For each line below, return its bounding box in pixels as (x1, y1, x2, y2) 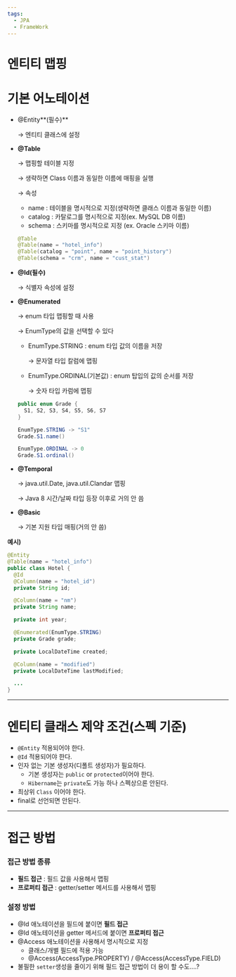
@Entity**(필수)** (17, 115, 69, 124)
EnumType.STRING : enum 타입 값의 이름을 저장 (27, 342, 163, 350)
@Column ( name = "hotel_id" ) (13, 578, 96, 585)
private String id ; (13, 584, 71, 591)
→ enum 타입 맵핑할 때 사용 (17, 312, 94, 320)
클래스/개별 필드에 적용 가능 (27, 946, 104, 955)
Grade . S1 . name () (17, 433, 65, 440)
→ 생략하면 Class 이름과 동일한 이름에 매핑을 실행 (17, 174, 154, 182)
